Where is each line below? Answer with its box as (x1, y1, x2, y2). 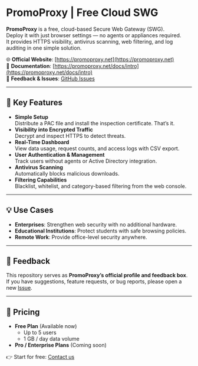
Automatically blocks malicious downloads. (14, 170, 120, 177)
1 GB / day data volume (23, 335, 80, 342)
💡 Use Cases (6, 205, 54, 215)
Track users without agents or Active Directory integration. (14, 157, 157, 164)
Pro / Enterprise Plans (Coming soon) (14, 342, 107, 349)
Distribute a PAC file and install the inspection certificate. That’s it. (14, 119, 175, 127)
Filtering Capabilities (14, 176, 67, 183)
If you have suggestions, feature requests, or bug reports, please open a (6, 278, 182, 285)
